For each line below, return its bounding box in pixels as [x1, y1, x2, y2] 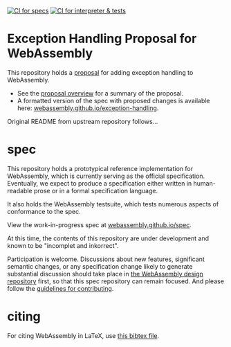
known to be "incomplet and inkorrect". [7, 241, 119, 249]
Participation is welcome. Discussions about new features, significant [7, 255, 205, 263]
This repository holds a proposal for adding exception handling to [7, 68, 194, 76]
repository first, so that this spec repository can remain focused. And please [7, 277, 225, 285]
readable [7, 186, 33, 195]
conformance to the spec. [7, 207, 81, 215]
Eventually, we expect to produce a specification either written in [7, 179, 192, 187]
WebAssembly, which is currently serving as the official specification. [7, 172, 205, 180]
